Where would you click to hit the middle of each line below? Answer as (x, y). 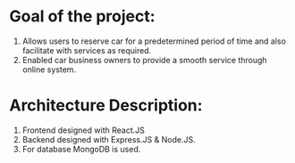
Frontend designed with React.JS (83, 130)
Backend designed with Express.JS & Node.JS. (109, 139)
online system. (49, 69)
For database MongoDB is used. (81, 149)
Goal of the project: (82, 16)
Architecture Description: (106, 106)
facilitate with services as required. (87, 50)
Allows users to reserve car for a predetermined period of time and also (154, 41)
